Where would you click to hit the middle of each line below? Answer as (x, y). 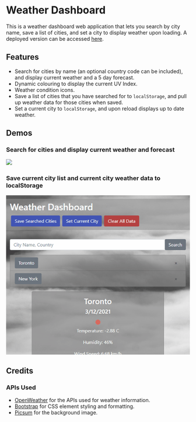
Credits (20, 371)
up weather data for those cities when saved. (69, 102)
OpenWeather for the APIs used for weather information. (82, 400)
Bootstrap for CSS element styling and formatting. (74, 406)
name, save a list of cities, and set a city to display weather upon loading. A (97, 32)
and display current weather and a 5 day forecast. (74, 77)
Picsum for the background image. (56, 413)
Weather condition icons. (44, 90)
